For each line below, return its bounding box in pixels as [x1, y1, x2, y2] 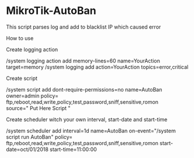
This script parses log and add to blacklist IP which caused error [6, 23, 161, 30]
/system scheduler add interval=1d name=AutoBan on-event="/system [6, 127, 176, 134]
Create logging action [6, 45, 58, 53]
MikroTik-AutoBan [6, 4, 96, 17]
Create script [6, 75, 38, 82]
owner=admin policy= [6, 92, 58, 99]
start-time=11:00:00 [49, 146, 98, 153]
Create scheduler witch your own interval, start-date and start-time [6, 115, 168, 123]
